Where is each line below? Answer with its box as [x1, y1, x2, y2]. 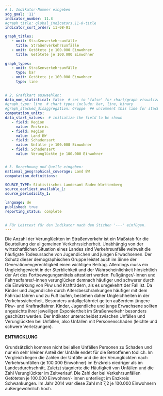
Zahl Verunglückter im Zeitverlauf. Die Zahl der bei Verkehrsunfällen [5, 370, 141, 376]
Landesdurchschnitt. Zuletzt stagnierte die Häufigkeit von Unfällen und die [5, 365, 154, 371]
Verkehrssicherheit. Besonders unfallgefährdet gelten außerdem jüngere [5, 298, 150, 304]
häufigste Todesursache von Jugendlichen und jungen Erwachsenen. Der [5, 251, 152, 258]
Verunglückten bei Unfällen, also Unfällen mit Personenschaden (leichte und [5, 319, 158, 325]
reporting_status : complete [5, 209, 62, 214]
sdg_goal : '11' [5, 12, 36, 17]
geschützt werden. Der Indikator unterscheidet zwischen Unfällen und [5, 313, 146, 319]
